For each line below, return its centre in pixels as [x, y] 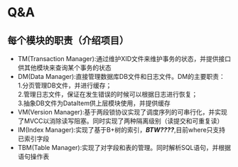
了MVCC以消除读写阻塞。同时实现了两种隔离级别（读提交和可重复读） [120, 121]
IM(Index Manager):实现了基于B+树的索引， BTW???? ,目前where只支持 [121, 130]
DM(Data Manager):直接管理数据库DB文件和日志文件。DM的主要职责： [121, 76]
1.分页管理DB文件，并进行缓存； [65, 85]
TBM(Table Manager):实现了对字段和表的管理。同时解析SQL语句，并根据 [124, 147]
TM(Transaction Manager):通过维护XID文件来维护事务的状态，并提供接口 [124, 59]
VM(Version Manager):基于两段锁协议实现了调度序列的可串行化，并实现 [122, 112]
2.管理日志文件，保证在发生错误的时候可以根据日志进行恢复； [108, 94]
